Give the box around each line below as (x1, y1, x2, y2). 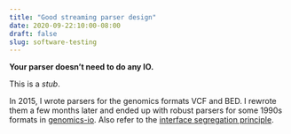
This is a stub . (9, 78, 60, 89)
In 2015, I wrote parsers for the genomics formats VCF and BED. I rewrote (9, 96, 277, 107)
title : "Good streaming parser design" (9, 12, 157, 22)
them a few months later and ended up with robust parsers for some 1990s (9, 105, 283, 115)
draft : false (9, 29, 58, 38)
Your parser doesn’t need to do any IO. (9, 62, 154, 72)
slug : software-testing (9, 37, 98, 47)
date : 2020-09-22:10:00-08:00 (9, 21, 122, 30)
